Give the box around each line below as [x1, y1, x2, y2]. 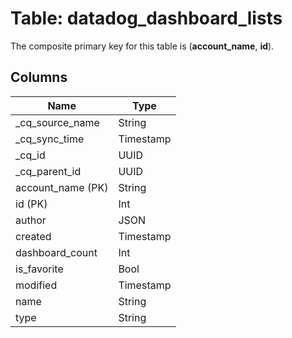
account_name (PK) [15, 180, 109, 194]
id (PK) [15, 197, 48, 211]
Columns [10, 69, 68, 86]
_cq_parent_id [15, 164, 82, 178]
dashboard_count [15, 245, 98, 259]
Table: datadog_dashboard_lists [10, 7, 283, 30]
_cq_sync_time [15, 132, 85, 146]
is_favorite [15, 262, 64, 276]
